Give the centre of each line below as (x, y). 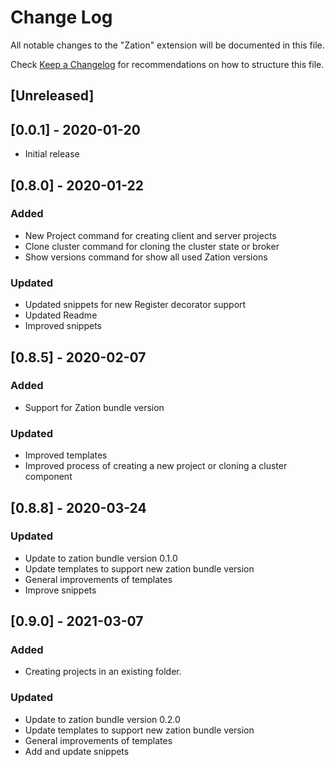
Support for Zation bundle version (94, 407)
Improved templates (66, 455)
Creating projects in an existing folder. (103, 672)
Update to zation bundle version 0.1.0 (101, 558)
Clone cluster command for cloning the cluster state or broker (152, 246)
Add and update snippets (77, 751)
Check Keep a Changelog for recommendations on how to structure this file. (167, 64)
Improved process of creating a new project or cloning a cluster (156, 466)
